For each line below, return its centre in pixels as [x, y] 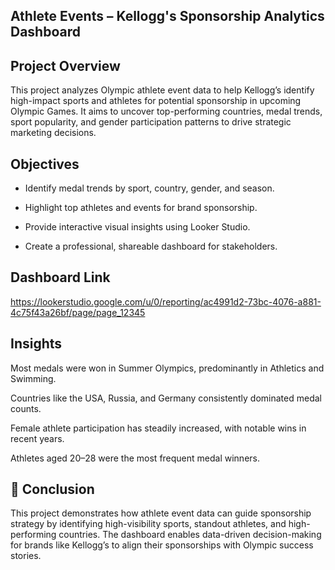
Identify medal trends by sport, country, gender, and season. [149, 188]
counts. [26, 408]
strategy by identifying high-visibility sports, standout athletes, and [148, 524]
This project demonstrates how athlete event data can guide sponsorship [161, 513]
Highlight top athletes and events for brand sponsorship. [141, 208]
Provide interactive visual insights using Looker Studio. [137, 227]
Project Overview [65, 65]
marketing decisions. [53, 133]
